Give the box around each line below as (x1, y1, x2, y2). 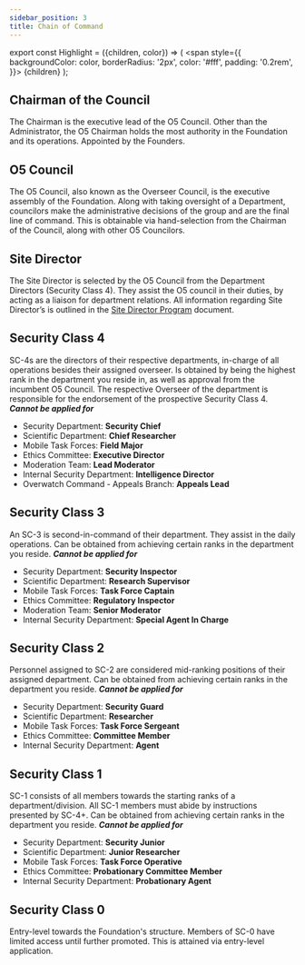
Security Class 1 (9, 766, 103, 781)
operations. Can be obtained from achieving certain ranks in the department (9, 538, 294, 550)
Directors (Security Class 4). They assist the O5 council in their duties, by (9, 284, 284, 295)
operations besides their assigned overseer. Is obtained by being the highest (9, 364, 296, 375)
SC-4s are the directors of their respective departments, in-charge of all (9, 354, 280, 365)
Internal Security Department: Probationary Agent (22, 876, 212, 887)
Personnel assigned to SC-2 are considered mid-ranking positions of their (9, 664, 286, 675)
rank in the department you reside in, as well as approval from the (9, 373, 256, 384)
